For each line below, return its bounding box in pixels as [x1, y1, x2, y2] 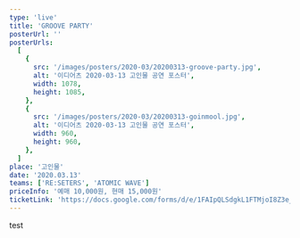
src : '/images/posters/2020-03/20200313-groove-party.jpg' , [32, 63, 262, 72]
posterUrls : [9, 37, 54, 47]
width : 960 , [32, 129, 78, 138]
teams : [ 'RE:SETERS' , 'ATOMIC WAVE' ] [9, 179, 150, 188]
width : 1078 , [32, 79, 82, 88]
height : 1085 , [32, 87, 87, 96]
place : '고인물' [9, 162, 64, 171]
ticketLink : [9, 195, 54, 205]
